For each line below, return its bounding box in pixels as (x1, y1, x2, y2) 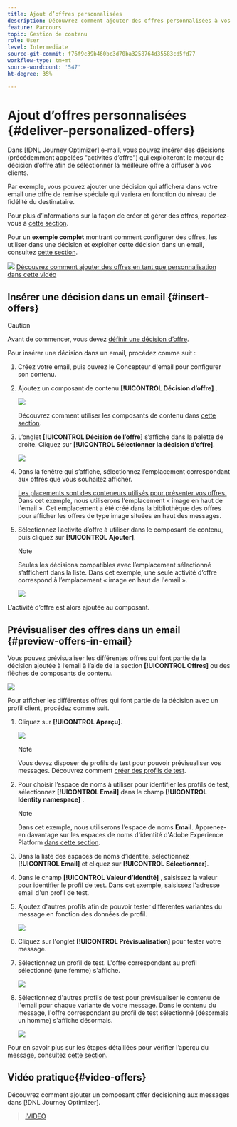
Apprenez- (194, 823, 227, 832)
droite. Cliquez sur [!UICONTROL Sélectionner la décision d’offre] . (17, 440, 215, 449)
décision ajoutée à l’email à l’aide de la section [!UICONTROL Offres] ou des (7, 662, 231, 670)
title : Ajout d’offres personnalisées (7, 10, 122, 18)
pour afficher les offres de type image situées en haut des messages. (17, 512, 222, 520)
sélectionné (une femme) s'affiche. (17, 966, 121, 975)
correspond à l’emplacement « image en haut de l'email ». (17, 576, 188, 585)
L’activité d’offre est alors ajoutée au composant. (7, 603, 150, 612)
